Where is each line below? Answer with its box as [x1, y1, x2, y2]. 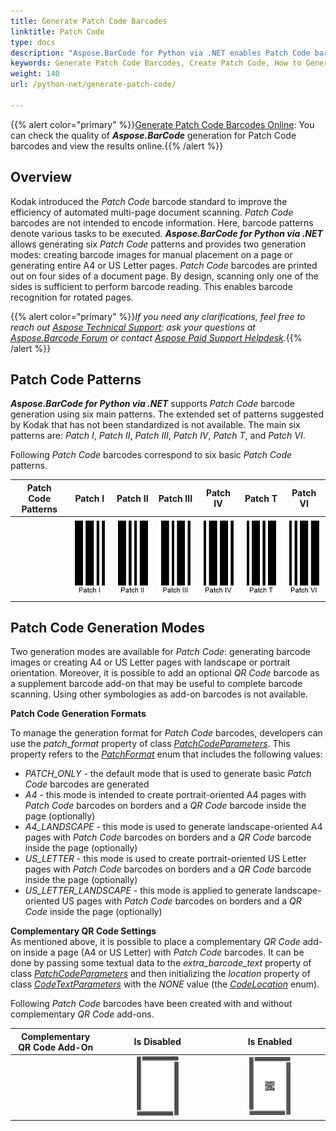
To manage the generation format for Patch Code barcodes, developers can [10, 727, 323, 739]
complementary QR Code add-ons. [10, 1008, 155, 1020]
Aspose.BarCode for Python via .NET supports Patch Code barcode [10, 398, 295, 410]
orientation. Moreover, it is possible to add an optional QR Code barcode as [10, 667, 320, 679]
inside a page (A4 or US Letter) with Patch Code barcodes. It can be [23, 946, 305, 959]
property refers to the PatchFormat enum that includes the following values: [10, 748, 323, 760]
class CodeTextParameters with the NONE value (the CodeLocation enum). [10, 978, 320, 990]
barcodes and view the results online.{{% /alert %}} [10, 140, 224, 152]
